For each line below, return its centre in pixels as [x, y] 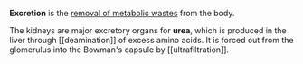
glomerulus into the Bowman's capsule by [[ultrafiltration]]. [119, 50]
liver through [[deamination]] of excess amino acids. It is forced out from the [151, 40]
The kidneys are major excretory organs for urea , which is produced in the [148, 30]
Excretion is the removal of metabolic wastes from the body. [122, 13]
